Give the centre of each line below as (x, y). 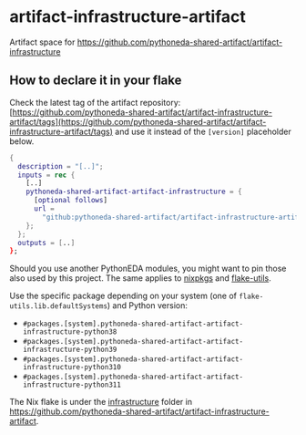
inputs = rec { (46, 175)
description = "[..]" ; (61, 166)
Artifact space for (42, 42)
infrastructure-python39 (70, 350)
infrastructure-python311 (71, 385)
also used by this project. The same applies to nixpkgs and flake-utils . (140, 278)
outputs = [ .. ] (46, 243)
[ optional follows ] (70, 201)
